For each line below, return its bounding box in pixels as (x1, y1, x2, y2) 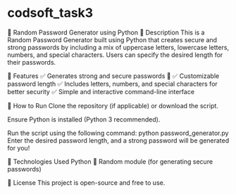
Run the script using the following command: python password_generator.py (7, 129, 229, 137)
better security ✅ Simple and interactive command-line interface (7, 87, 195, 96)
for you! (7, 143, 30, 152)
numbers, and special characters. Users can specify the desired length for (7, 51, 223, 59)
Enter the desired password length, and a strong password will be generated (7, 136, 230, 145)
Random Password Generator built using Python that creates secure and (7, 35, 217, 44)
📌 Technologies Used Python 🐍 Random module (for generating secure (7, 157, 213, 166)
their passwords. (7, 58, 56, 66)
